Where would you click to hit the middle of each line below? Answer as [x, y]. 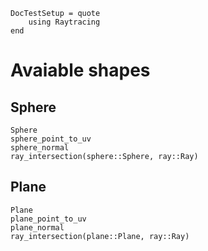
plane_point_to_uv [48, 219]
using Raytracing [64, 22]
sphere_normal [40, 148]
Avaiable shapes [80, 70]
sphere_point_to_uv [51, 139]
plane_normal [37, 227]
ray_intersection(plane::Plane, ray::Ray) [100, 236]
